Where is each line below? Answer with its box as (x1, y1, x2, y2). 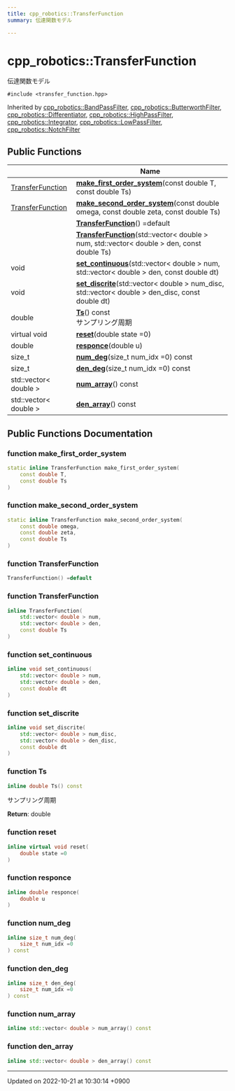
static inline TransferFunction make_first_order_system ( (7, 464, 180, 471)
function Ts (7, 766, 47, 776)
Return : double (7, 810, 51, 818)
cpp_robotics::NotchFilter (7, 125, 80, 134)
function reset (7, 827, 57, 837)
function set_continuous (7, 650, 92, 659)
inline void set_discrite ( (7, 724, 86, 731)
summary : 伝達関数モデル (7, 17, 72, 24)
